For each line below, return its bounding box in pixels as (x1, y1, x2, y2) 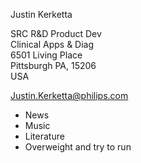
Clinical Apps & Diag (10, 39, 95, 50)
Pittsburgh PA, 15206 (10, 60, 97, 71)
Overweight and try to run (24, 141, 132, 153)
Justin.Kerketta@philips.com (10, 90, 129, 101)
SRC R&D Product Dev (10, 28, 102, 39)
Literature (24, 130, 65, 142)
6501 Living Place (10, 49, 83, 61)
